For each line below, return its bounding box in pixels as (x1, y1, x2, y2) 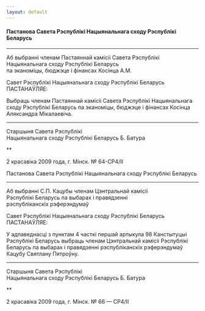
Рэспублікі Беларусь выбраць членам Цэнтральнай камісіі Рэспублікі (6, 237, 189, 244)
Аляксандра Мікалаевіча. (6, 110, 73, 117)
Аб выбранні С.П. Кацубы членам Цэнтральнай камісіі (6, 187, 148, 195)
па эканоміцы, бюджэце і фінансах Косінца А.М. (6, 67, 132, 74)
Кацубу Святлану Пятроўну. (6, 250, 79, 257)
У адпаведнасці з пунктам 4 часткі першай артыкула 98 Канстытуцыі (6, 230, 187, 238)
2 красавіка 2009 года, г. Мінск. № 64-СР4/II (6, 157, 124, 165)
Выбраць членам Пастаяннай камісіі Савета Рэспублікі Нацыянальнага (6, 97, 193, 104)
